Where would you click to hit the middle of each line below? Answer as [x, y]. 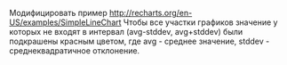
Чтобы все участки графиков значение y [200, 22]
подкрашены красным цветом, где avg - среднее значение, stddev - [140, 41]
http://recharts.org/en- [151, 13]
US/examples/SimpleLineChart [65, 22]
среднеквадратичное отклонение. [75, 51]
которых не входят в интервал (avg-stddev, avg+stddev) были [126, 32]
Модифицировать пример [59, 13]
